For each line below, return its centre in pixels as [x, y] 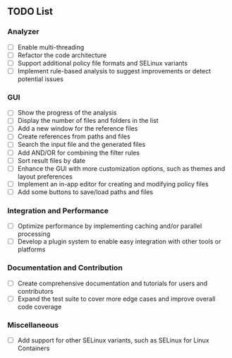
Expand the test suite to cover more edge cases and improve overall [116, 299]
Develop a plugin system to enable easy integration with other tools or [119, 241]
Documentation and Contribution [65, 268]
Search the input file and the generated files [81, 145]
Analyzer [23, 32]
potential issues [40, 79]
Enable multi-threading [51, 47]
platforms [31, 249]
